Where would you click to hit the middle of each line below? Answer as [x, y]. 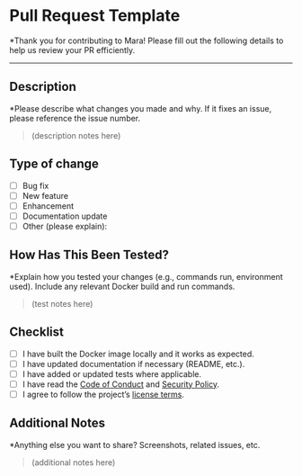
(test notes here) [62, 303]
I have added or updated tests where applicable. [112, 373]
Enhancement [48, 206]
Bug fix [36, 185]
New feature [45, 195]
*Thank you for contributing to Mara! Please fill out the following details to [147, 40]
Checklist [37, 332]
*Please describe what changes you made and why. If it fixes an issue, [141, 108]
